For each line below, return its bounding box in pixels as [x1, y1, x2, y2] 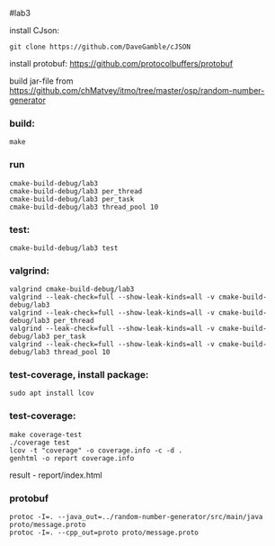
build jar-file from [9, 76, 74, 86]
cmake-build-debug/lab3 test [9, 243, 119, 253]
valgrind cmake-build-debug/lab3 [9, 285, 135, 294]
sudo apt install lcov [9, 389, 94, 398]
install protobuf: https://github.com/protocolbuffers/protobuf [9, 58, 234, 68]
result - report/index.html [9, 470, 102, 480]
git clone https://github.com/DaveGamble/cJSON [9, 42, 191, 51]
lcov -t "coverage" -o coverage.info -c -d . [9, 445, 182, 455]
